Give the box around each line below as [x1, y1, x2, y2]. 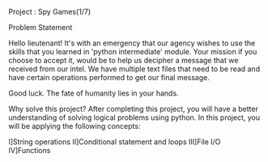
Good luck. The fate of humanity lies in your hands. [8, 88, 180, 98]
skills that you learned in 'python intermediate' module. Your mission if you [8, 47, 257, 56]
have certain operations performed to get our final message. [8, 73, 211, 82]
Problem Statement [8, 23, 73, 32]
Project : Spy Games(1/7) [8, 7, 91, 16]
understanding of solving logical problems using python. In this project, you [8, 113, 261, 122]
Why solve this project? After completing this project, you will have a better [8, 104, 259, 113]
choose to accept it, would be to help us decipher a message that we [8, 56, 239, 65]
